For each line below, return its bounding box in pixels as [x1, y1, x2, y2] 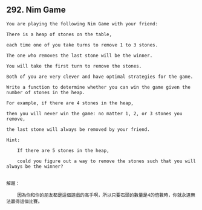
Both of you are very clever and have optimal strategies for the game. [6, 74, 194, 80]
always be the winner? [6, 163, 64, 170]
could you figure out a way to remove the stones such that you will [17, 158, 197, 164]
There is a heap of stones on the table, [6, 31, 112, 37]
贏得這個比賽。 [10, 199, 43, 205]
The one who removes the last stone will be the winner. [6, 52, 153, 59]
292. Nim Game [6, 5, 66, 15]
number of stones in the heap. [6, 89, 85, 95]
